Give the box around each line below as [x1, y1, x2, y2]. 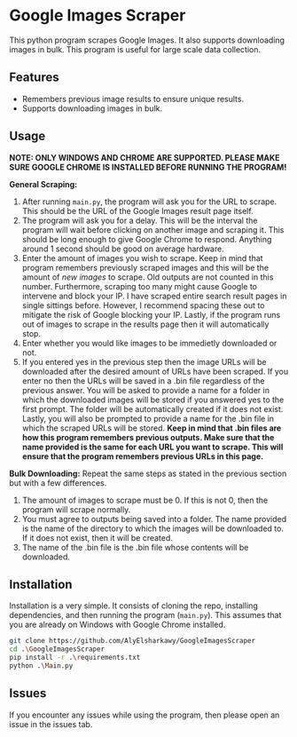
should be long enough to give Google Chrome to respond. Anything [21, 234, 272, 244]
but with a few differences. [9, 477, 107, 488]
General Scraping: [9, 178, 78, 189]
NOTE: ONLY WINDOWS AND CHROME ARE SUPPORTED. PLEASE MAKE [9, 152, 281, 162]
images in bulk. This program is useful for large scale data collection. [9, 44, 262, 54]
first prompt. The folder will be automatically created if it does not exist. [21, 403, 284, 414]
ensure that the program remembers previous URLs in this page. [21, 450, 264, 462]
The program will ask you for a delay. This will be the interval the [21, 215, 258, 226]
